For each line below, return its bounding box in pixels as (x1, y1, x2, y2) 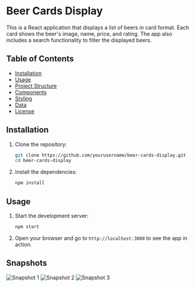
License (14, 107, 35, 114)
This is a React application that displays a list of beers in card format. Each (6, 24, 190, 31)
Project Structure (14, 82, 57, 89)
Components (14, 88, 47, 96)
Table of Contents (6, 54, 75, 64)
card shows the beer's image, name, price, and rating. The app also (6, 30, 173, 37)
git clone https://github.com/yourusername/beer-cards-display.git (14, 152, 186, 158)
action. (14, 241, 32, 248)
